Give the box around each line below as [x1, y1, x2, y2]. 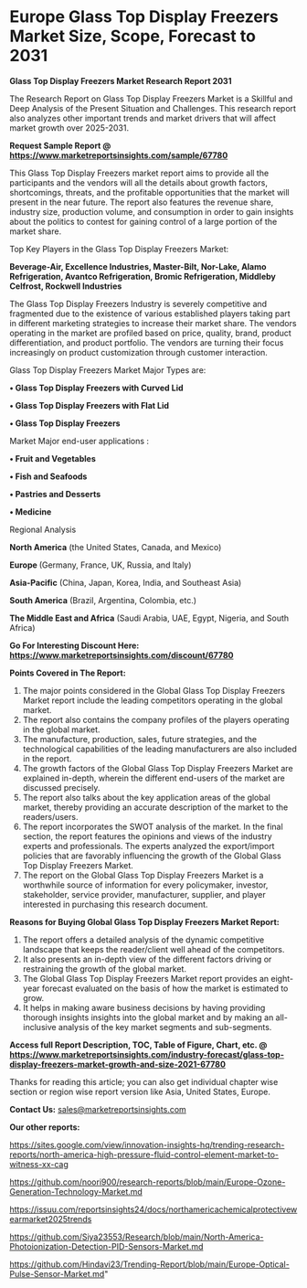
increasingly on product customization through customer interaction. [9, 346, 268, 357]
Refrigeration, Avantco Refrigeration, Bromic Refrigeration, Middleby [9, 271, 276, 282]
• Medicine [9, 506, 52, 517]
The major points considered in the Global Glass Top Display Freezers [22, 685, 286, 696]
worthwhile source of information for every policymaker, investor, [22, 879, 269, 890]
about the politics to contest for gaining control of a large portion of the [9, 216, 278, 227]
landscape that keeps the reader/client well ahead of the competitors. [22, 943, 285, 954]
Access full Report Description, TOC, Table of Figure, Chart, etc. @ [9, 1039, 268, 1050]
